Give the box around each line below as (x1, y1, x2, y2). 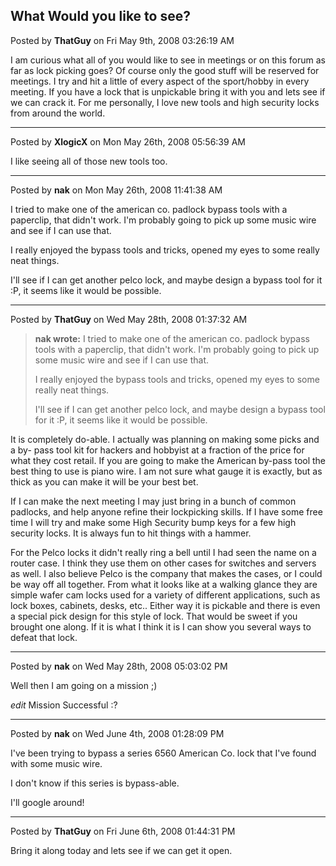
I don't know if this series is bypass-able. (10, 777, 180, 789)
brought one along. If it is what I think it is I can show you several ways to (10, 620, 312, 633)
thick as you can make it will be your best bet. (10, 475, 199, 488)
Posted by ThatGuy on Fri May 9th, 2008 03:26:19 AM (10, 34, 235, 46)
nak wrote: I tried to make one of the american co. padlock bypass (34, 332, 310, 344)
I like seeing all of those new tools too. (10, 155, 168, 167)
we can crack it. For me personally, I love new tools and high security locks (10, 96, 320, 108)
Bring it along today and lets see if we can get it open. (10, 844, 233, 856)
